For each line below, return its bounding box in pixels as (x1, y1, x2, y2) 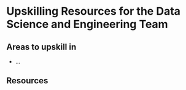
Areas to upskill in (6, 42, 77, 52)
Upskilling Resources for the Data (6, 4, 181, 18)
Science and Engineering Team (6, 17, 168, 31)
